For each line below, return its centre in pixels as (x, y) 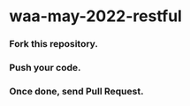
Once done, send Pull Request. (76, 91)
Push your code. (45, 68)
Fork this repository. (54, 44)
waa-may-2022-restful (96, 16)
